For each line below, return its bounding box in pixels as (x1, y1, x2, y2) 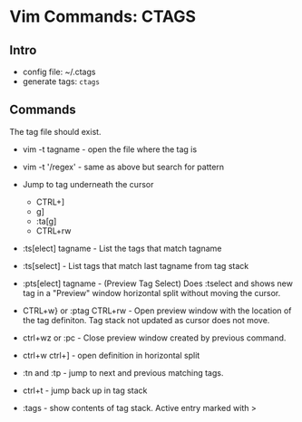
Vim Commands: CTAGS (9, 6, 197, 27)
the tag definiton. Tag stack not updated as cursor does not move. (22, 314, 270, 325)
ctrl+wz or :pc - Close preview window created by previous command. (22, 332, 287, 343)
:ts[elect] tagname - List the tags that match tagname (22, 243, 222, 254)
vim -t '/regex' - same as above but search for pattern (22, 161, 225, 172)
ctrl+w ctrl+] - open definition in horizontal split (22, 350, 200, 360)
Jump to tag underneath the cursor (22, 178, 154, 189)
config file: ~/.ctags (22, 66, 96, 77)
